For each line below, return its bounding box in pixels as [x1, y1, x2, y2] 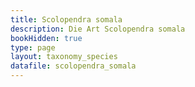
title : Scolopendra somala [10, 14, 123, 25]
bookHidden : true [10, 33, 83, 43]
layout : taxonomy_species [10, 52, 118, 62]
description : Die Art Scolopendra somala [10, 24, 186, 34]
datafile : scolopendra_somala [10, 61, 137, 71]
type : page [10, 42, 56, 53]
